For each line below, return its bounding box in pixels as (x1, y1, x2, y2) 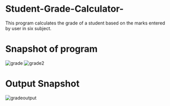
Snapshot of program (5, 43, 98, 55)
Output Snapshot (5, 78, 80, 90)
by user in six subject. (5, 25, 52, 31)
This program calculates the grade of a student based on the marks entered (5, 20, 165, 26)
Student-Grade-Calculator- (5, 3, 124, 15)
